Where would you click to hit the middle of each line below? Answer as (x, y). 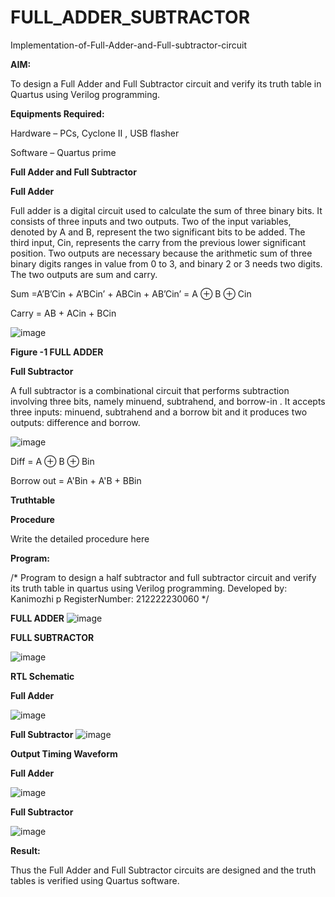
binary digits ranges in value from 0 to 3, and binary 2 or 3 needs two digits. (166, 263)
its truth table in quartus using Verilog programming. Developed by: (149, 588)
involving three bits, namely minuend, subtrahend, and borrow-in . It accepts (168, 401)
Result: (25, 850)
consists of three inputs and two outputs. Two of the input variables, (151, 221)
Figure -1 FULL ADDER (57, 352)
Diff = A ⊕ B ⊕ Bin (52, 461)
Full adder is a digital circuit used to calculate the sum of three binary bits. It (166, 210)
